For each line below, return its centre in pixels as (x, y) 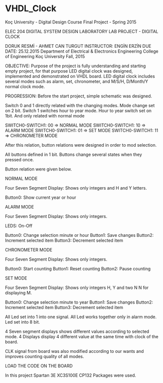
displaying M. (18, 292)
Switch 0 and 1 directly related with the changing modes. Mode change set (80, 105)
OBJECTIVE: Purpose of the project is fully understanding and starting (75, 66)
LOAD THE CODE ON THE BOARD (39, 365)
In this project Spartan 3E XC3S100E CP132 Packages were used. (71, 375)
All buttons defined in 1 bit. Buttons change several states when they (73, 154)
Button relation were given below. (38, 169)
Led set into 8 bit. (23, 322)
